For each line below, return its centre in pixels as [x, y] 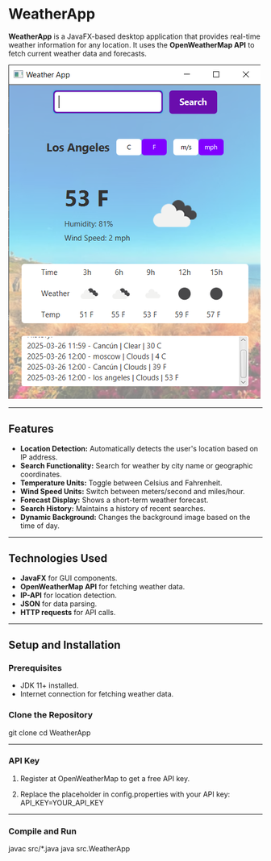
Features [31, 429]
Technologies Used [58, 558]
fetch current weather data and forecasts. [78, 53]
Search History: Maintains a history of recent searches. [113, 508]
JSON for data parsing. [58, 603]
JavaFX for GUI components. [69, 578]
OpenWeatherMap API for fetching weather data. [102, 586]
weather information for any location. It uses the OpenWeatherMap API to [131, 44]
